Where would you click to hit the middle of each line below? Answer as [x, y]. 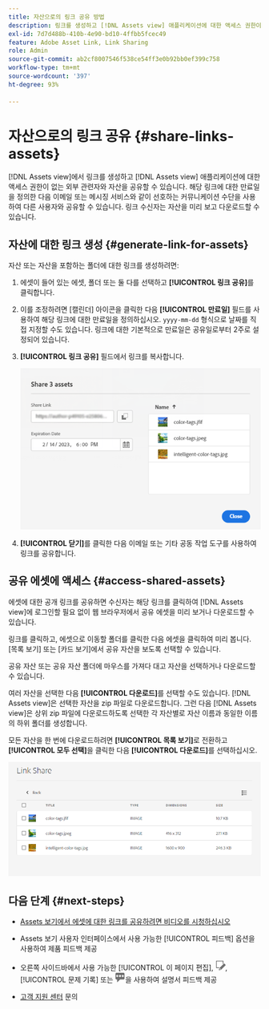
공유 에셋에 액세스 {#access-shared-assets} [117, 581]
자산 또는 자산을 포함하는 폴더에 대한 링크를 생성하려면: [94, 265]
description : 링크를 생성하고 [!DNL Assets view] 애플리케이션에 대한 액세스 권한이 [135, 25]
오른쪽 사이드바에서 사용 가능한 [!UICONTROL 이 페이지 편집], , [124, 968]
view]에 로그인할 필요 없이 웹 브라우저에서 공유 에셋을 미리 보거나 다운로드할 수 [131, 611]
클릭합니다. [37, 293]
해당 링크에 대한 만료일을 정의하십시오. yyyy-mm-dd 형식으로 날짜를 [145, 320]
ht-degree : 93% [34, 84]
